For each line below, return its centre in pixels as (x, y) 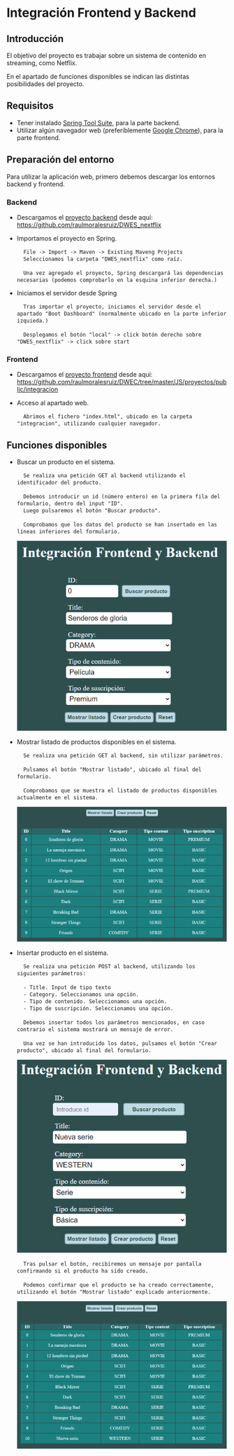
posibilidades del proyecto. (45, 84)
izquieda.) (32, 321)
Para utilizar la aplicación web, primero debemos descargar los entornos (111, 176)
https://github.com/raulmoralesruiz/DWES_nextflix (89, 225)
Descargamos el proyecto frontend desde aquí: (85, 374)
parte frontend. (38, 137)
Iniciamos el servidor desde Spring (67, 293)
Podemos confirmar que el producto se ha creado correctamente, (119, 1285)
